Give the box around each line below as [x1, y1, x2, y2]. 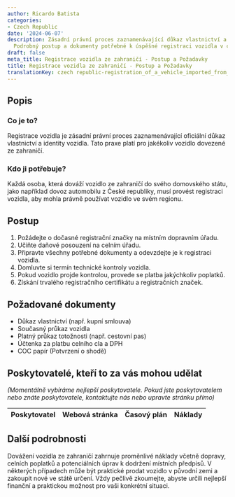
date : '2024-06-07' [7, 29, 64, 37]
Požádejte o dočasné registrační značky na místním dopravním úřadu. [17, 234, 219, 242]
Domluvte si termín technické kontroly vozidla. [17, 263, 151, 272]
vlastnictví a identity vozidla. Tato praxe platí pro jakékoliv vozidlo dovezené [7, 139, 226, 148]
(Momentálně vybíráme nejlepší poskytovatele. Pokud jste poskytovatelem [7, 386, 222, 394]
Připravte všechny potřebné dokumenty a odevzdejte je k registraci [17, 248, 212, 257]
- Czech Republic [7, 23, 58, 30]
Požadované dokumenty [7, 298, 116, 310]
